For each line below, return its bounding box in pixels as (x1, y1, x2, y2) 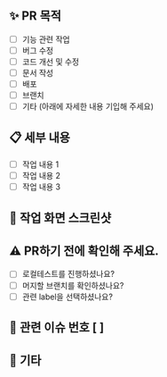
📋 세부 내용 (9, 130, 71, 145)
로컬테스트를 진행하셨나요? (21, 269, 115, 280)
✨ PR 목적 (9, 8, 62, 24)
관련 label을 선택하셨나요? (21, 291, 114, 302)
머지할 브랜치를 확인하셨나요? (21, 280, 124, 290)
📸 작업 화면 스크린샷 (9, 210, 112, 225)
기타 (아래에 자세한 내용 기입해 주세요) (21, 101, 154, 112)
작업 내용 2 (21, 171, 60, 181)
